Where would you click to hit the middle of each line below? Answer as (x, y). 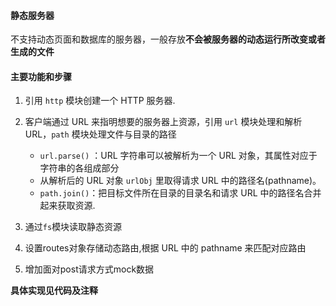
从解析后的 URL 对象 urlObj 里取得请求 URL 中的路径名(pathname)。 (180, 181)
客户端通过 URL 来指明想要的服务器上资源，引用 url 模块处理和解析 (163, 122)
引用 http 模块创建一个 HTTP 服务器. (100, 101)
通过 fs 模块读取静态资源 (73, 227)
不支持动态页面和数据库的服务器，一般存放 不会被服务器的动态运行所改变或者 (168, 39)
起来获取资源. (67, 206)
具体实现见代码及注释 (54, 291)
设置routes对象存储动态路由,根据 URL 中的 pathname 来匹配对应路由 (165, 248)
